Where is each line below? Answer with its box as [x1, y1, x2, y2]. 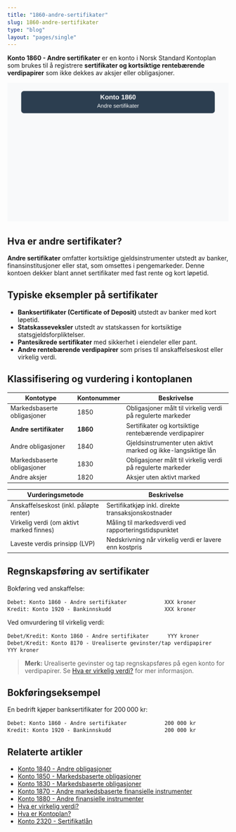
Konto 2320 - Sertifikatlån [17, 817, 93, 826]
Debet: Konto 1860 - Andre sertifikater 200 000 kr [7, 720, 197, 727]
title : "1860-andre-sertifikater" [7, 11, 109, 18]
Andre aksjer [10, 473, 48, 481]
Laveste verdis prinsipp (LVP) [10, 539, 96, 548]
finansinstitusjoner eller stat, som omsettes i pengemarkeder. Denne [7, 261, 205, 270]
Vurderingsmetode [27, 491, 84, 499]
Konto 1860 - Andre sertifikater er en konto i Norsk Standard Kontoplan [7, 53, 216, 63]
